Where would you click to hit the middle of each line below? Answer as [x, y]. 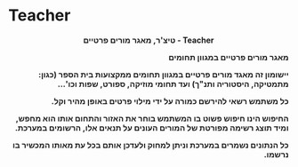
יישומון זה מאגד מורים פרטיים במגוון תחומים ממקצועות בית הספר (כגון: [163, 74]
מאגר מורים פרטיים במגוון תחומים [228, 57]
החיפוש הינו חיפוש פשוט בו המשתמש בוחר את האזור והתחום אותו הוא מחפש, [152, 118]
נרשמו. [276, 154]
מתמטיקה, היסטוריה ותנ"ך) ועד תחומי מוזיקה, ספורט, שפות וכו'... [173, 83]
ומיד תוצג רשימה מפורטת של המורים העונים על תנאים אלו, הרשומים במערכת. [152, 127]
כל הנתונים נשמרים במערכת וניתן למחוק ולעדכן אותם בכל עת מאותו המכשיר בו [150, 145]
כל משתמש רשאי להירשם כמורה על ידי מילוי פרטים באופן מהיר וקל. [170, 101]
